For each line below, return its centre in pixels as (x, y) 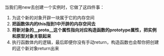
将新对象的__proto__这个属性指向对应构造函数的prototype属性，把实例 (84, 30)
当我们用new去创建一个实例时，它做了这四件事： (55, 7)
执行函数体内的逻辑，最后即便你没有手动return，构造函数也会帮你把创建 (85, 42)
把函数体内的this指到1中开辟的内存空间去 (54, 24)
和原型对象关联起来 (31, 36)
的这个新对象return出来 (35, 48)
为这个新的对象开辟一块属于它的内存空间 (53, 18)
